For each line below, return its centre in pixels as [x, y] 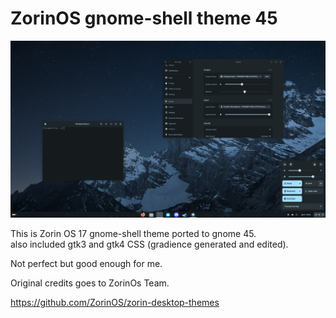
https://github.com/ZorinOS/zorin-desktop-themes [115, 303]
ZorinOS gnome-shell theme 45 [144, 18]
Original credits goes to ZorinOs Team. [90, 283]
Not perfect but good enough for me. [86, 264]
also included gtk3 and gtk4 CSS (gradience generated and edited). [149, 244]
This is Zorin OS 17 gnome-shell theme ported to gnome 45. [133, 234]
